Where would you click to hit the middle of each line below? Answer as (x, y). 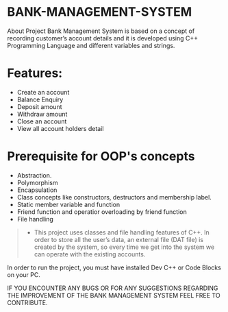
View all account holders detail (60, 128)
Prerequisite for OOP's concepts (101, 157)
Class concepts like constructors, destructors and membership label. (114, 197)
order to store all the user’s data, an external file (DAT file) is (119, 239)
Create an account (43, 92)
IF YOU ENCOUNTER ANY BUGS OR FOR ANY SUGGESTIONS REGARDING (113, 288)
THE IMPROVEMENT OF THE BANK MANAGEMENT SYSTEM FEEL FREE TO (114, 295)
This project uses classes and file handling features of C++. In (122, 232)
